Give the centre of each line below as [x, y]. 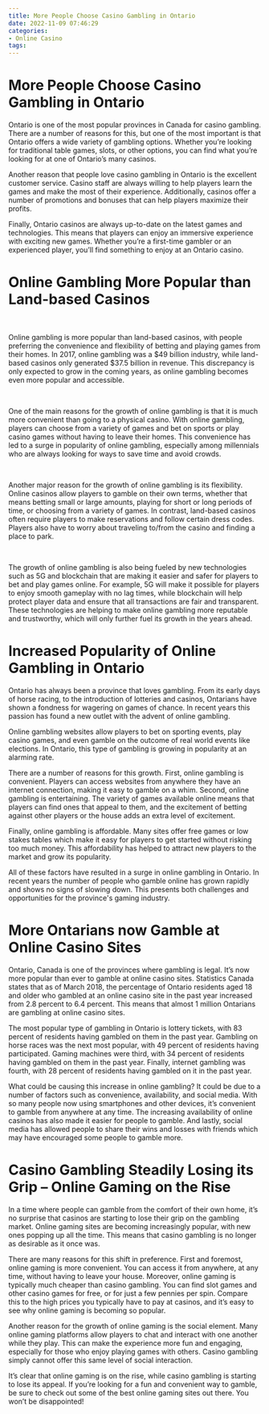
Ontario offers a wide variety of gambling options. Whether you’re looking [130, 142]
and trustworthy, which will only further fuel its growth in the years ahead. [130, 619]
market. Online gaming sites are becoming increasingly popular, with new [130, 1226]
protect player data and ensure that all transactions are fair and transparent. [134, 601]
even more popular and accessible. [66, 380]
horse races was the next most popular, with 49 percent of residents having [134, 1045]
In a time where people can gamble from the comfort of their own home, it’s [133, 1209]
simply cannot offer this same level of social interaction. [101, 1360]
